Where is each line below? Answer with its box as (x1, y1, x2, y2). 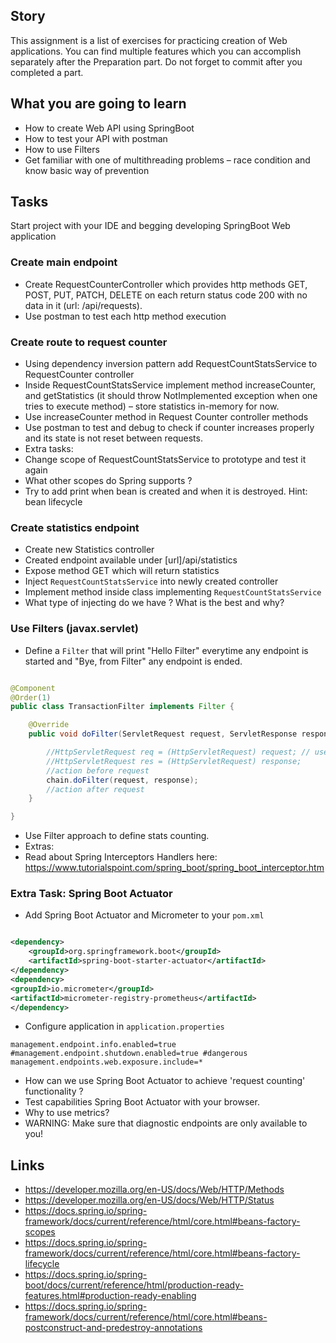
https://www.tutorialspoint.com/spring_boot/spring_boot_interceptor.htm (24, 862, 325, 874)
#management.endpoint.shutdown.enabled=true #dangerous (10, 1049, 248, 1059)
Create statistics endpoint (10, 520, 140, 534)
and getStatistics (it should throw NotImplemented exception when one (24, 390, 318, 402)
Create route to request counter (10, 335, 168, 349)
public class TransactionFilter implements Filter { (10, 702, 235, 712)
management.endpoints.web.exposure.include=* (10, 1057, 203, 1068)
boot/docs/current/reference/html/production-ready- (24, 1279, 244, 1291)
